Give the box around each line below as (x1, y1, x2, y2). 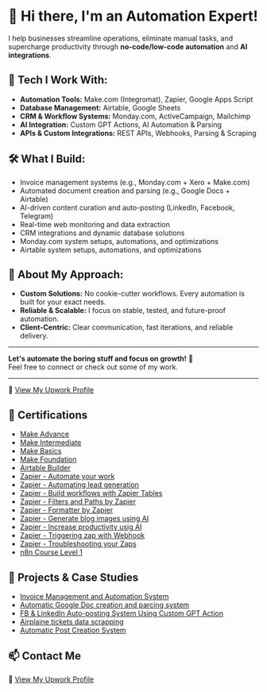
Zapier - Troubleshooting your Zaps (19, 539, 137, 549)
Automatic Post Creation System (19, 625, 126, 635)
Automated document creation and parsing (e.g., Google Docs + (19, 186, 230, 195)
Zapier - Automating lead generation (19, 480, 139, 489)
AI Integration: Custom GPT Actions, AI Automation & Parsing (19, 119, 222, 130)
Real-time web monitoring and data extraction (19, 219, 171, 229)
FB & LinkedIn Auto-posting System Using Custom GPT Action (19, 609, 224, 618)
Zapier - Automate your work (19, 472, 115, 481)
